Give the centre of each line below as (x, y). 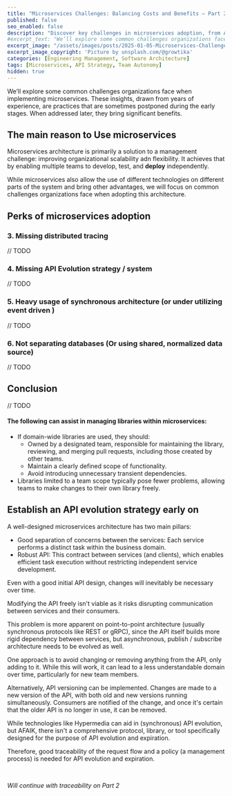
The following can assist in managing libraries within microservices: (107, 421)
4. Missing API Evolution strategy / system (80, 268)
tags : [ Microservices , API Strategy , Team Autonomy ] (85, 65)
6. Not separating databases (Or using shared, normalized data (115, 343)
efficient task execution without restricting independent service (107, 562)
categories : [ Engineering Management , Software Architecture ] (98, 59)
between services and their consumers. (64, 611)
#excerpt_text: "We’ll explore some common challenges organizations (109, 39)
